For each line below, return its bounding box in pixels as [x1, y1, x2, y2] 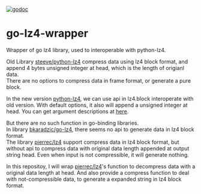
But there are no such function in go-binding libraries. [6, 119, 139, 126]
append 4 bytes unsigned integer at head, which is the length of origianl [6, 64, 185, 71]
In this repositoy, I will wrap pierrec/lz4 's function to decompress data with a [6, 162, 196, 170]
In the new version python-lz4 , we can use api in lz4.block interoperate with [6, 95, 194, 102]
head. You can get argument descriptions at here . [6, 108, 129, 115]
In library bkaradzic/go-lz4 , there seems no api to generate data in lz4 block [6, 126, 194, 133]
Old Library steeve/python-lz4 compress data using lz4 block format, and [6, 57, 188, 65]
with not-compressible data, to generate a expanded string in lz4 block [6, 175, 182, 183]
